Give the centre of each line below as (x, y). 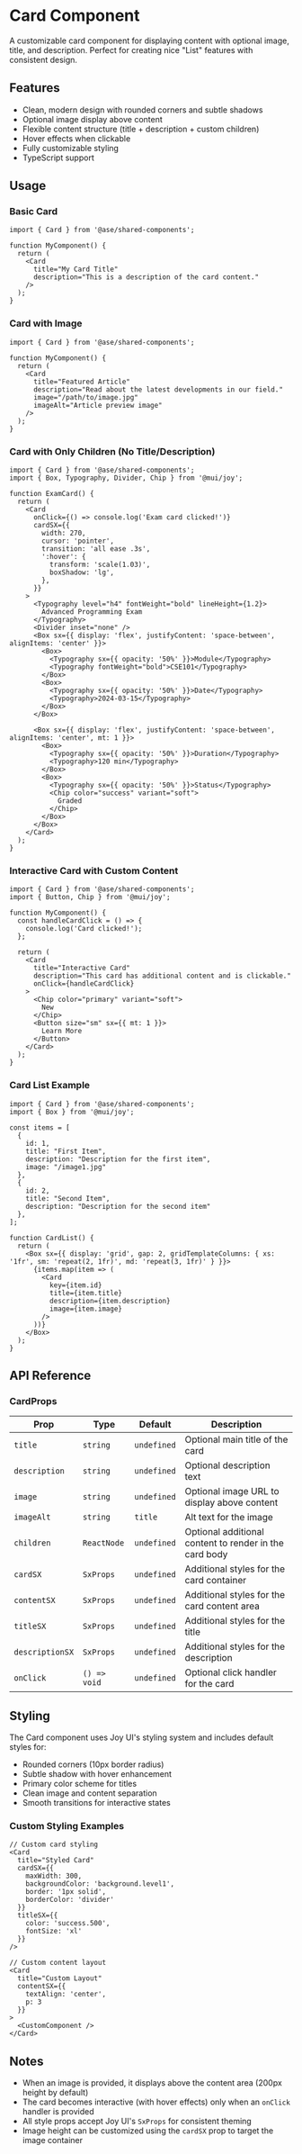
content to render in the (235, 1543)
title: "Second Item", (68, 1198)
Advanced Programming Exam (92, 612)
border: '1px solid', (66, 1892)
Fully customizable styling (71, 148)
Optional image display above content (93, 119)
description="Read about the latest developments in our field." (158, 389)
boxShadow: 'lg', (82, 572)
